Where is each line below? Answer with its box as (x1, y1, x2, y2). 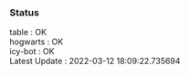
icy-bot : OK (9, 46, 55, 57)
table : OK (9, 27, 47, 38)
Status (9, 6, 39, 19)
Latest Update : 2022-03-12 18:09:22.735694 (9, 56, 181, 67)
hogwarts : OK (9, 36, 64, 47)
